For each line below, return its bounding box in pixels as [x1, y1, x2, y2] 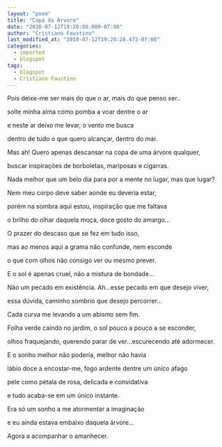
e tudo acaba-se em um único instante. [7, 391, 120, 400]
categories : [7, 43, 42, 50]
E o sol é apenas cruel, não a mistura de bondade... [7, 270, 154, 278]
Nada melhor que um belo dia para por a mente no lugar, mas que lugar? [7, 175, 216, 183]
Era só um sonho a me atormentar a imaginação [7, 405, 145, 414]
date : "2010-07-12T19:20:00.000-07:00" [7, 23, 123, 30]
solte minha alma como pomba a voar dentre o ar [7, 107, 148, 116]
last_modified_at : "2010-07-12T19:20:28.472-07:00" [7, 36, 160, 43]
